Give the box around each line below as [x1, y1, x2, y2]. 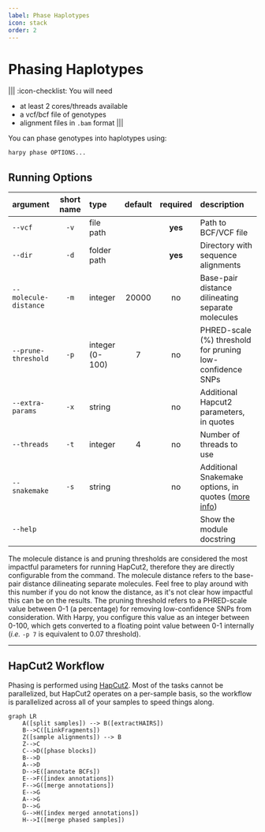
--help [12, 525, 37, 533]
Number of [200, 429, 241, 440]
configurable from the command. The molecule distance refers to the [8, 571, 233, 580]
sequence [200, 250, 237, 260]
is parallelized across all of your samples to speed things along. [8, 697, 215, 707]
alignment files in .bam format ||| [19, 118, 124, 128]
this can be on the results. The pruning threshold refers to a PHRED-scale [8, 596, 247, 605]
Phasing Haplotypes [8, 60, 144, 78]
